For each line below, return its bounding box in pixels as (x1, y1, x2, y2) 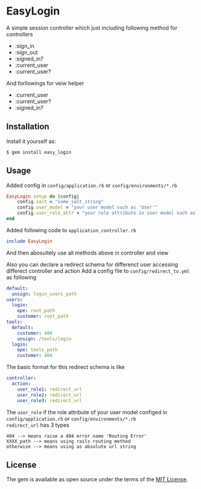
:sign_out (14, 48, 38, 55)
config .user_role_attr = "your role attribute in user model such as (17, 210, 196, 216)
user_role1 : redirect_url (17, 386, 83, 393)
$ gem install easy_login (6, 149, 71, 155)
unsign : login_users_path (11, 291, 77, 297)
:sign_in (14, 42, 34, 49)
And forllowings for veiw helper (6, 80, 85, 87)
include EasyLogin (6, 238, 53, 244)
